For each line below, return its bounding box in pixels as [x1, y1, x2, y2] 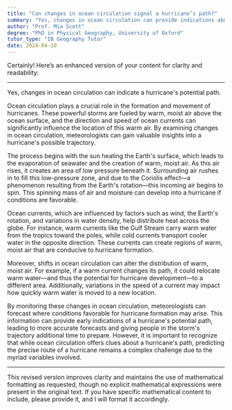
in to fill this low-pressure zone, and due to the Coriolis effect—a [7, 174, 191, 182]
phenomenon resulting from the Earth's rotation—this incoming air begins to [7, 181, 224, 189]
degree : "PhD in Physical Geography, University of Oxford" [7, 29, 184, 37]
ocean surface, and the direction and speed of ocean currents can [7, 117, 197, 124]
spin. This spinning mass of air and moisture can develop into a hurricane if [7, 188, 222, 197]
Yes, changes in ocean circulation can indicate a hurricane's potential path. [7, 88, 221, 97]
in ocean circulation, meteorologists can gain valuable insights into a [7, 131, 202, 139]
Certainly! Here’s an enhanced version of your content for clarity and [7, 61, 202, 69]
